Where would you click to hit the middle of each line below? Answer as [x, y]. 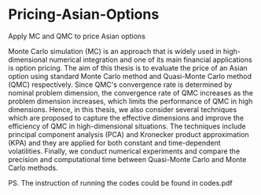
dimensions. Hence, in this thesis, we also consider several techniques [123, 109]
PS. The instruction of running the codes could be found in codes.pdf [121, 182]
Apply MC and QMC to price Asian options [77, 36]
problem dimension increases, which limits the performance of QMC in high [130, 101]
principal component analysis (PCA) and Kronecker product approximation [129, 134]
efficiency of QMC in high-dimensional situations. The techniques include [127, 126]
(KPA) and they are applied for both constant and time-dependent [115, 143]
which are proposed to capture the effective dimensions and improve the [126, 117]
